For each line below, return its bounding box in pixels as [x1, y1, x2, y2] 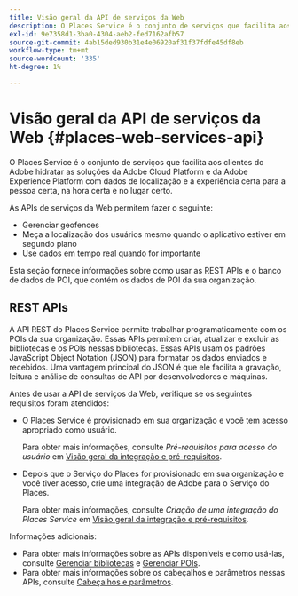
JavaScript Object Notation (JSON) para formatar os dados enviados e [9, 352, 268, 362]
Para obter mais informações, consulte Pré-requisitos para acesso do [21, 441, 278, 452]
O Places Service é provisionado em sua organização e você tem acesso [21, 415, 288, 425]
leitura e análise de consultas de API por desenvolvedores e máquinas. [9, 370, 268, 382]
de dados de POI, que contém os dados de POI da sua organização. [9, 274, 257, 285]
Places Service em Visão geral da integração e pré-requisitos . [21, 513, 249, 524]
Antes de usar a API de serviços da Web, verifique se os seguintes [9, 388, 253, 399]
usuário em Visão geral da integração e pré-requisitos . [21, 450, 223, 462]
